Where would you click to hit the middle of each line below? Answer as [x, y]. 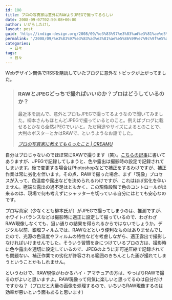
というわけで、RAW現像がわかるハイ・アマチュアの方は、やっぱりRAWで [83, 273]
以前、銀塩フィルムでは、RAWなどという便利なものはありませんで [89, 230]
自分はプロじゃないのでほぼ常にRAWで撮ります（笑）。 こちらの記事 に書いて [85, 155]
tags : [11, 53]
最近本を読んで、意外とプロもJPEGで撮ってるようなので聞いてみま [88, 114]
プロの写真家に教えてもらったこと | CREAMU [65, 144]
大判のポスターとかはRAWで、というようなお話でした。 [77, 133]
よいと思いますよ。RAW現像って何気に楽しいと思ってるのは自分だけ [91, 279]
